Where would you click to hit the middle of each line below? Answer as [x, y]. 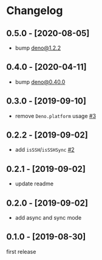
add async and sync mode [48, 218]
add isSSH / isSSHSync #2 [45, 150]
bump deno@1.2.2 [38, 48]
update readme [34, 184]
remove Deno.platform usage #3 [55, 116]
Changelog [35, 11]
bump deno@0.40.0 [40, 82]
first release [21, 251]
